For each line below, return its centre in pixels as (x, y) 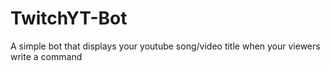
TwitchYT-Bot (69, 18)
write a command (46, 56)
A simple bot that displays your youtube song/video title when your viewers (165, 46)
